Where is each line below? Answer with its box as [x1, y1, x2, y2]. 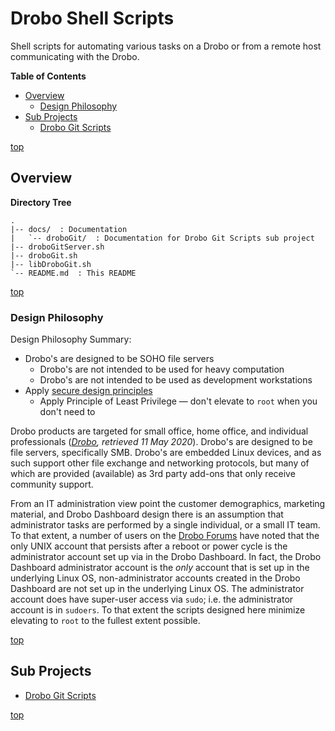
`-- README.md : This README [10, 268, 137, 278]
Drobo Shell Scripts [10, 7, 175, 30]
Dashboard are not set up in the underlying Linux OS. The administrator [10, 583, 305, 595]
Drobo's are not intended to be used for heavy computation [39, 363, 285, 376]
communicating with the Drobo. [10, 50, 140, 62]
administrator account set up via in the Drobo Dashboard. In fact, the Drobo [10, 551, 322, 563]
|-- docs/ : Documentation [10, 224, 128, 234]
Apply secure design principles [24, 385, 153, 397]
